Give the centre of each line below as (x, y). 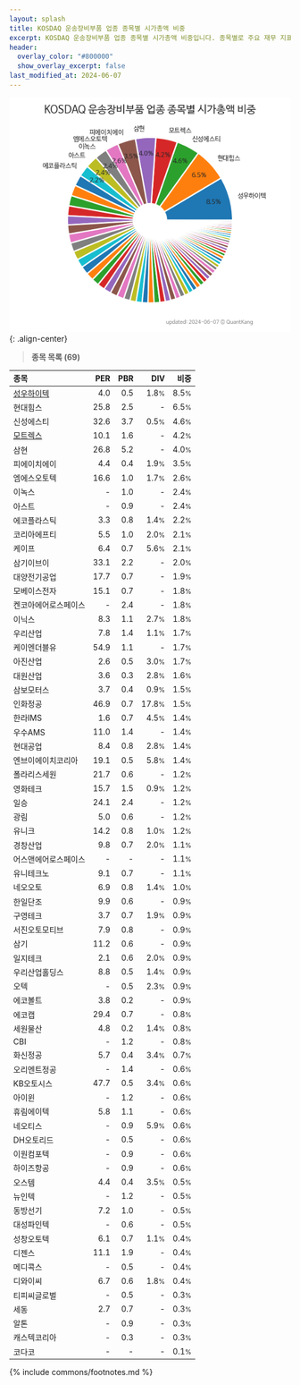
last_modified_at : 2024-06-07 (66, 76)
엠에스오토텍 (35, 478)
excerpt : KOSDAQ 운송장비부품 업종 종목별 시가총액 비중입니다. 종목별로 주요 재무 (143, 38)
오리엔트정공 (35, 1069)
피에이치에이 (35, 463)
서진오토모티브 (38, 930)
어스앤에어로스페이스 (49, 859)
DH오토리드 (33, 1140)
